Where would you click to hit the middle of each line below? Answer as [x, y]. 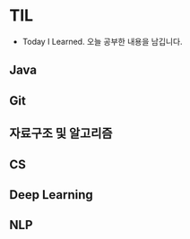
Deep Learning [51, 195]
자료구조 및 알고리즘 [61, 134]
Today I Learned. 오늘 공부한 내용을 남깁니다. [102, 41]
